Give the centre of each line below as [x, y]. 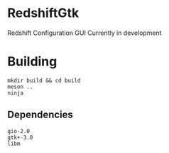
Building [32, 62]
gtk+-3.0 [20, 137]
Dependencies [40, 115]
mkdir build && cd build [44, 80]
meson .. [20, 87]
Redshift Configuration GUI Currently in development [84, 33]
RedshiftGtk [43, 13]
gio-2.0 [19, 131]
